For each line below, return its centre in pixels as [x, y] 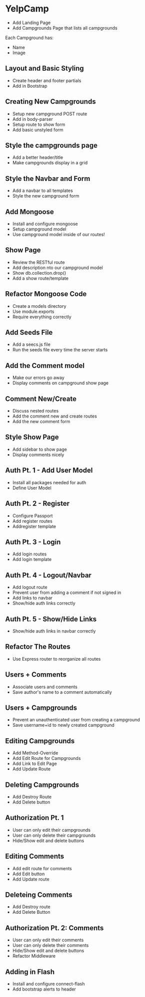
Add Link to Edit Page [34, 764]
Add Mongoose [29, 212]
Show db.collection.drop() [39, 273]
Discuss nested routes [35, 411]
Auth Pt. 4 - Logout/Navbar [48, 575]
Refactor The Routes [38, 647]
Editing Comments [35, 856]
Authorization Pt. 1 [34, 818]
